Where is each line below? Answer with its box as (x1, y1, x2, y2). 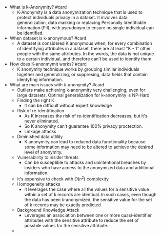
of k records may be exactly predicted (24, 202, 101, 208)
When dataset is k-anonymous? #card (9, 35, 86, 41)
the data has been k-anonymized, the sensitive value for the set (24, 197, 152, 202)
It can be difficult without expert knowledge (24, 102, 112, 108)
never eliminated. (24, 118, 60, 124)
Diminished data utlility (17, 134, 63, 139)
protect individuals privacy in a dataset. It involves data (17, 15, 128, 20)
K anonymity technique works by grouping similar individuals (17, 66, 140, 72)
